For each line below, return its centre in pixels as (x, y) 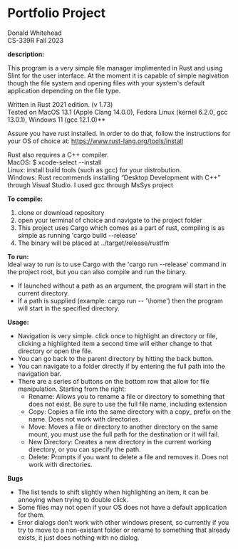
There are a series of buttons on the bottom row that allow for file (114, 381)
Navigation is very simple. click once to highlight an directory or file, (117, 335)
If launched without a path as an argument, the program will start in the (122, 286)
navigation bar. (40, 373)
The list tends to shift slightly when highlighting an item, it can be (113, 492)
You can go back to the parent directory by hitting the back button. (115, 358)
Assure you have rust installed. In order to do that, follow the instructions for (119, 133)
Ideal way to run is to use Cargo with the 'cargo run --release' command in (117, 264)
